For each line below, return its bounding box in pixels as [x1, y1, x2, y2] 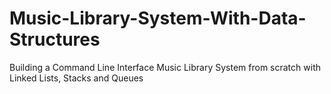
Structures [9, 28, 101, 51]
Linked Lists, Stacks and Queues [9, 72, 144, 84]
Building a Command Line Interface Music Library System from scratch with [9, 61, 321, 73]
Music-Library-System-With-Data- [9, 7, 307, 30]
